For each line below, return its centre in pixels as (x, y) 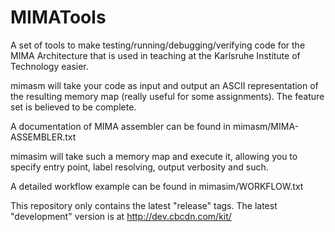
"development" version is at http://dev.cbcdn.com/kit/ (121, 216)
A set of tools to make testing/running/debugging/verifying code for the (158, 45)
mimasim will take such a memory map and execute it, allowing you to (154, 156)
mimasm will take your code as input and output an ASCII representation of (164, 85)
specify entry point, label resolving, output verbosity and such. (139, 167)
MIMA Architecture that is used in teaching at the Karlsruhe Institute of (155, 55)
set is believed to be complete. (73, 107)
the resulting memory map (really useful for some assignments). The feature (167, 96)
